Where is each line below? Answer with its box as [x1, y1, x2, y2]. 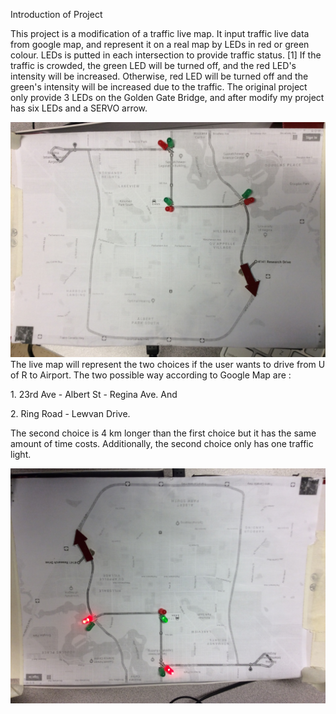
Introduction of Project [10, 9, 103, 20]
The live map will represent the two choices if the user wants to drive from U [10, 359, 326, 371]
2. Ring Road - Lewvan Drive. [10, 408, 131, 420]
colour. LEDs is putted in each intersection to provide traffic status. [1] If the [10, 49, 322, 61]
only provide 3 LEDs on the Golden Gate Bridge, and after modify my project [10, 92, 325, 103]
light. [10, 449, 32, 461]
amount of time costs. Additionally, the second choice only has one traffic [10, 438, 314, 450]
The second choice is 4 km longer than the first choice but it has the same [10, 427, 317, 439]
